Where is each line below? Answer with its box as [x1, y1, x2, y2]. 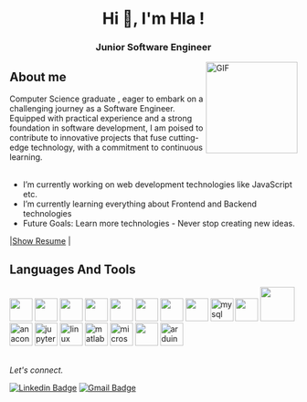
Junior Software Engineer [95, 41, 212, 54]
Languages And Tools [9, 262, 136, 278]
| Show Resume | [9, 235, 71, 246]
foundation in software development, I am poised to [9, 122, 204, 133]
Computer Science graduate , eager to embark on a [9, 93, 204, 104]
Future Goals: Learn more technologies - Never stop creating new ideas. [22, 217, 295, 228]
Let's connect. [9, 365, 64, 376]
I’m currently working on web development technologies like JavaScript [22, 178, 292, 190]
